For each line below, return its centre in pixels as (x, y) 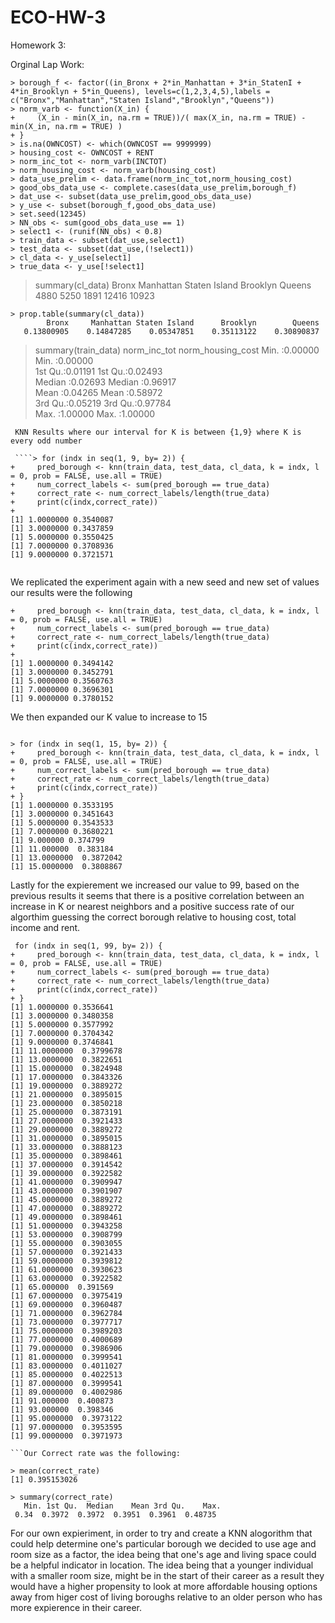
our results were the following (71, 592)
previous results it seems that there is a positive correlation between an (157, 895)
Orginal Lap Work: (47, 64)
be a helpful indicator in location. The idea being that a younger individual (162, 1565)
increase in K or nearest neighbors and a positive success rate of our (152, 906)
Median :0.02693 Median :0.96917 (105, 382)
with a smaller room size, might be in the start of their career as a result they (167, 1575)
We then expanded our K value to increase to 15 (109, 717)
